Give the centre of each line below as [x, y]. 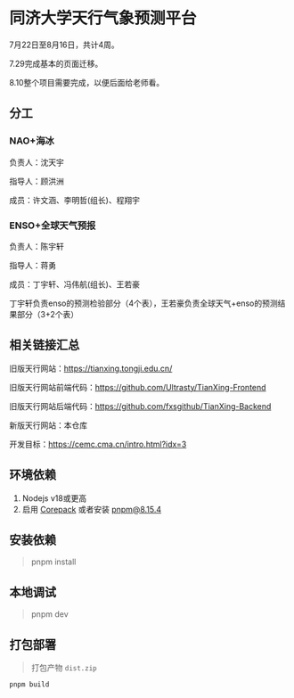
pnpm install [53, 562]
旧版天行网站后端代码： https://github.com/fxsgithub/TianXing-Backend [140, 406]
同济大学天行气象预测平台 [103, 18]
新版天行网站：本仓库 [48, 425]
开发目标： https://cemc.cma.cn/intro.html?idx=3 [98, 444]
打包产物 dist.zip [64, 667]
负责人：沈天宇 [37, 162]
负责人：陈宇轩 [37, 246]
